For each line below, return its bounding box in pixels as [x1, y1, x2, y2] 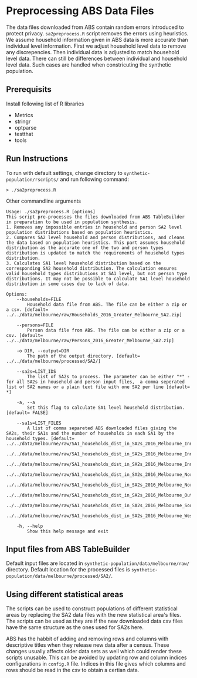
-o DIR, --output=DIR [16, 348, 69, 354]
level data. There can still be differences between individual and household [6, 55, 188, 62]
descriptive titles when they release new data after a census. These [6, 641, 169, 649]
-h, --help [16, 523, 43, 529]
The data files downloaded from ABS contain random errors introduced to [6, 24, 184, 31]
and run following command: [60, 176, 129, 183]
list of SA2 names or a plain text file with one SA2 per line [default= [6, 384, 191, 390]
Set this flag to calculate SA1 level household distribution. [27, 405, 185, 411]
